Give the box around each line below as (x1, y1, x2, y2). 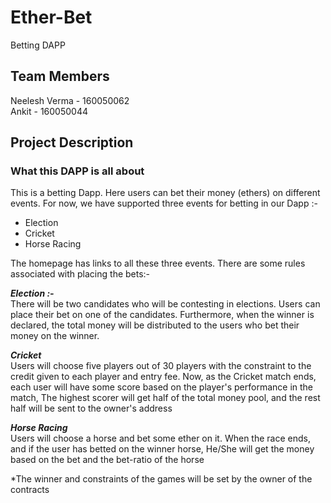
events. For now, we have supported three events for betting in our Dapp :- (10, 197, 318, 210)
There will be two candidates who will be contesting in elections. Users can (10, 298, 321, 310)
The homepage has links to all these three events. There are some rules (10, 257, 306, 270)
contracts (10, 484, 50, 496)
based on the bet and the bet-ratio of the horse (10, 454, 205, 466)
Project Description (10, 134, 134, 151)
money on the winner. (10, 330, 100, 342)
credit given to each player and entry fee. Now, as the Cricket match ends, (10, 371, 317, 383)
